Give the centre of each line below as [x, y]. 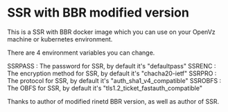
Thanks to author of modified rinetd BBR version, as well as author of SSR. [113, 101]
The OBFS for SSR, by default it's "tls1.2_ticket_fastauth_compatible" [105, 88]
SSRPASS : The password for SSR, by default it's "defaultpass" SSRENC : [112, 66]
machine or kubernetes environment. [60, 39]
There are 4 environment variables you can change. [81, 53]
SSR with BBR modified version [98, 13]
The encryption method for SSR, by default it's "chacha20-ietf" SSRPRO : [112, 73]
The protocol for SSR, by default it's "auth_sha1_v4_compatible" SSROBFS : [114, 80]
